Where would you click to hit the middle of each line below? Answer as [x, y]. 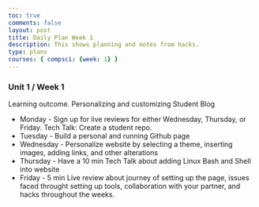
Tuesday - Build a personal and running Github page [105, 136]
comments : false [35, 23]
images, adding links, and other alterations [89, 153]
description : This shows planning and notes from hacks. [104, 45]
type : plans [28, 52]
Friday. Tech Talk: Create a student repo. [86, 128]
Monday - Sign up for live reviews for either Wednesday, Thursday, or [133, 120]
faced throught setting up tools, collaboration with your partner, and [130, 187]
